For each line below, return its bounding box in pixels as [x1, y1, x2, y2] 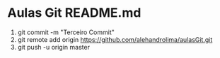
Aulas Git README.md [7, 5, 141, 21]
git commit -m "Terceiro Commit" [17, 28, 115, 36]
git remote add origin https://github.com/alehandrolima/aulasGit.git [17, 35, 213, 43]
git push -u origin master [17, 43, 91, 51]
